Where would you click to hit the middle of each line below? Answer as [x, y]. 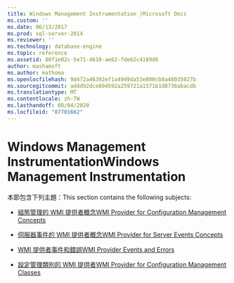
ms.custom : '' [28, 20]
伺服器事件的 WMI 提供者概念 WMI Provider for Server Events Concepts [120, 234]
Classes [29, 272]
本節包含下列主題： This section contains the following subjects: [99, 197]
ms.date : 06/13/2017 [38, 27]
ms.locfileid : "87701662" [45, 112]
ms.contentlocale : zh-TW [44, 99]
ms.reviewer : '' [31, 40]
